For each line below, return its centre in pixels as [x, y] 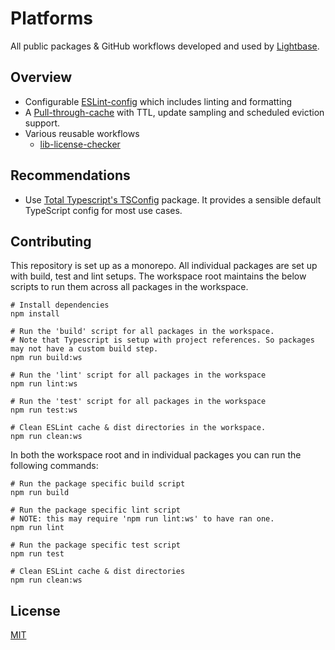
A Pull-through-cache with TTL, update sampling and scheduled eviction [174, 112]
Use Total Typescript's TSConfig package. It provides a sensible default [173, 199]
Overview [41, 77]
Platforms [51, 18]
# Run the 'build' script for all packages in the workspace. [142, 332]
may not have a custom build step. [84, 349]
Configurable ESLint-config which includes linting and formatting [158, 101]
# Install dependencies [60, 305]
